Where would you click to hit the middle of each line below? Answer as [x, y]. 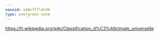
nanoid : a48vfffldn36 [28, 10]
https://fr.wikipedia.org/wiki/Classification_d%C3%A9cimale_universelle [79, 28]
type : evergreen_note [28, 14]
